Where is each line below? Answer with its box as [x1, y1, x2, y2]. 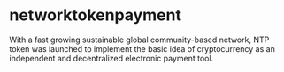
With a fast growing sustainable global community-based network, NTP [9, 34, 270, 45]
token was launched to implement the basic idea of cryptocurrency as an [9, 43, 276, 54]
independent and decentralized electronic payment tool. [9, 53, 214, 63]
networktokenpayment [9, 5, 181, 25]
